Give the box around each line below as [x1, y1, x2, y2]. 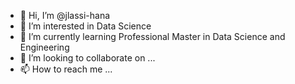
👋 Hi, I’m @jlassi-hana [19, 10, 111, 21]
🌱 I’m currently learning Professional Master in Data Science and [19, 31, 286, 42]
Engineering [19, 41, 70, 53]
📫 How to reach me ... [19, 63, 113, 75]
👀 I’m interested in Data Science [19, 20, 152, 32]
